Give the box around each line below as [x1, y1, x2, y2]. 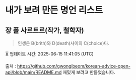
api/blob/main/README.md [5, 69, 62, 75]
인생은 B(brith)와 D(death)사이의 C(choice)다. [17, 40, 110, 46]
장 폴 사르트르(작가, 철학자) [5, 26, 84, 34]
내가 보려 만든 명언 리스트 [5, 4, 103, 16]
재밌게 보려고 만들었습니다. [62, 69, 116, 75]
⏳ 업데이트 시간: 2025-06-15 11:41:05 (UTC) [5, 51, 94, 56]
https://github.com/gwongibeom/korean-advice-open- [17, 63, 131, 69]
